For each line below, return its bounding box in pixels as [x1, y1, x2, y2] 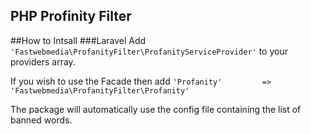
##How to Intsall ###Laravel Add [10, 34, 147, 46]
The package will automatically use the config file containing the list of [10, 103, 302, 115]
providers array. [10, 55, 76, 68]
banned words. [10, 114, 73, 126]
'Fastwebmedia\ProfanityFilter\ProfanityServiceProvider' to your [10, 45, 288, 57]
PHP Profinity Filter [10, 8, 132, 25]
